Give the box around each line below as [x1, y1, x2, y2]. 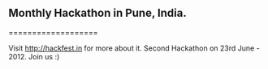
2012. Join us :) [8, 51, 60, 61]
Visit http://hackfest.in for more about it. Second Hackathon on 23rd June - [8, 43, 260, 53]
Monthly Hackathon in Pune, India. [8, 6, 187, 20]
